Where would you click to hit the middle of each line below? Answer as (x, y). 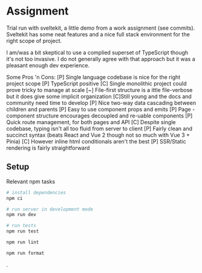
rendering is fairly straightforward (48, 148)
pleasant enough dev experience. (48, 65)
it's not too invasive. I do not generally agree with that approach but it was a (101, 59)
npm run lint (23, 242)
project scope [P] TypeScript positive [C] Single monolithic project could (96, 84)
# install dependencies (36, 192)
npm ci (15, 198)
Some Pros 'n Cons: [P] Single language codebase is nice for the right (93, 77)
